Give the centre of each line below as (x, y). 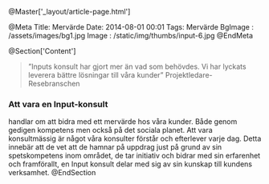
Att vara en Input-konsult (58, 104)
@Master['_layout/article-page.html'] (69, 12)
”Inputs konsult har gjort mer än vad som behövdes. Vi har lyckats (137, 66)
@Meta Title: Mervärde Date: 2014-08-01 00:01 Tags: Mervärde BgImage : (131, 27)
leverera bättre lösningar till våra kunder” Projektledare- (120, 75)
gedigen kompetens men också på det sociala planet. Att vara (110, 130)
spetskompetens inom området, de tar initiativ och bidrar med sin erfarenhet (134, 156)
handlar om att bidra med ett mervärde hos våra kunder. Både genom (123, 122)
